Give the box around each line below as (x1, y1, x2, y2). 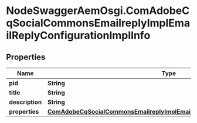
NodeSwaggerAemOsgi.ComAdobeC (6, 4, 190, 17)
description (9, 98, 42, 106)
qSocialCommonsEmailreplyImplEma (6, 16, 191, 30)
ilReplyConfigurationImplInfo (6, 29, 151, 42)
